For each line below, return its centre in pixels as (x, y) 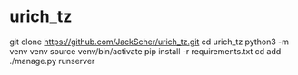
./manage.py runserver (52, 61)
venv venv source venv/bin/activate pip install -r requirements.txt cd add (145, 51)
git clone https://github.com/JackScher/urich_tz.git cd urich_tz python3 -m (149, 42)
